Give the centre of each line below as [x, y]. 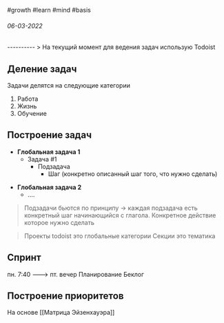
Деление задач [42, 69]
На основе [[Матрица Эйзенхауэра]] [61, 313]
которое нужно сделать [59, 222]
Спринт [24, 258]
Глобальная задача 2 [49, 187]
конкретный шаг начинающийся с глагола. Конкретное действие [120, 215]
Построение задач [49, 135]
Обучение [32, 114]
